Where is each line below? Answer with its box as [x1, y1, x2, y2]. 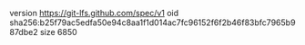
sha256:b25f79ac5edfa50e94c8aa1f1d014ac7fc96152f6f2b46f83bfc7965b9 [9, 17, 296, 28]
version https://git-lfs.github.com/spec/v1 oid [9, 8, 179, 18]
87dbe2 [9, 27, 38, 37]
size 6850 [39, 27, 77, 37]
